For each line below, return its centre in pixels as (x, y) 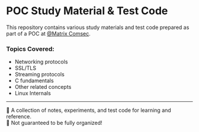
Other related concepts (43, 87)
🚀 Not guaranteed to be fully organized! (54, 123)
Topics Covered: (30, 49)
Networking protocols (41, 62)
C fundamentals (34, 81)
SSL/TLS (25, 68)
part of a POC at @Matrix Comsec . (48, 33)
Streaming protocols (40, 75)
